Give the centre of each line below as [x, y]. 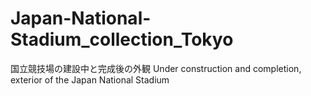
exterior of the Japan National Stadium [90, 79]
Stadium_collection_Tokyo [122, 39]
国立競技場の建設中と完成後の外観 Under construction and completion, [156, 68]
